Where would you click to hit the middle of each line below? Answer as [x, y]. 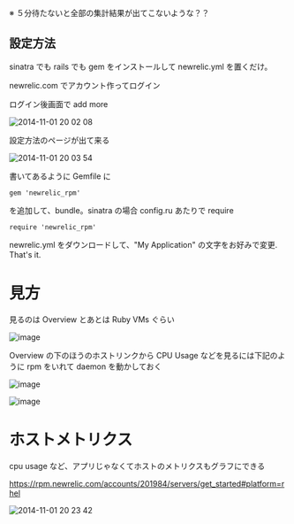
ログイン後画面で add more [59, 104]
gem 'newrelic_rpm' [45, 193]
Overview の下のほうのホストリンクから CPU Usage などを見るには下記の [143, 355]
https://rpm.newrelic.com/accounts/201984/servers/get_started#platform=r [147, 483]
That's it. [25, 254]
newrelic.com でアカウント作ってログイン [85, 85]
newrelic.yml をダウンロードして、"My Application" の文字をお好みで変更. [143, 244]
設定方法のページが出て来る [60, 140]
